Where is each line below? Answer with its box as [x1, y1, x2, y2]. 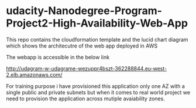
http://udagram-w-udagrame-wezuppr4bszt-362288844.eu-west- [6, 65, 167, 72]
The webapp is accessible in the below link [6, 53, 110, 60]
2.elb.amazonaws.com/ [6, 71, 63, 78]
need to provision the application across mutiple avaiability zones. [6, 95, 165, 102]
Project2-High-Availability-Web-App [6, 16, 188, 30]
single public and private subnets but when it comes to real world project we [6, 89, 191, 96]
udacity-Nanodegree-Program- [6, 4, 163, 18]
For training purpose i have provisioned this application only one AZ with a [6, 82, 185, 89]
